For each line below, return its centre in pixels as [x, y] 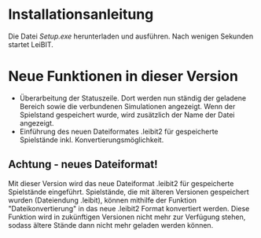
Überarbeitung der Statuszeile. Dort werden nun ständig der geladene [133, 98]
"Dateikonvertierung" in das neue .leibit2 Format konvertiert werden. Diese [129, 208]
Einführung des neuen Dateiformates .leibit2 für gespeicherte [119, 131]
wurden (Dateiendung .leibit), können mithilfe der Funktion [102, 200]
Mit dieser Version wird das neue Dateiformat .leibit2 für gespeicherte [121, 183]
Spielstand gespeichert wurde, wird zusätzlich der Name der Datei [127, 115]
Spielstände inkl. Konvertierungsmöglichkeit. [92, 140]
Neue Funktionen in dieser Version [123, 77]
